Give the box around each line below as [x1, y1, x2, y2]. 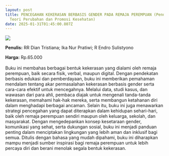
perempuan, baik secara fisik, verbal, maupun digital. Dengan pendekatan [5, 70, 158, 76]
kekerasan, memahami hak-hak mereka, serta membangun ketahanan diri [5, 97, 157, 103]
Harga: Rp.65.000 [5, 54, 43, 60]
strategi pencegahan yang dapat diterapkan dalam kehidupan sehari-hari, [5, 108, 158, 114]
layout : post [5, 7, 33, 13]
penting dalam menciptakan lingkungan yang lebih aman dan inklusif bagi [5, 129, 157, 135]
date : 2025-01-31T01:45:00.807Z [5, 21, 73, 27]
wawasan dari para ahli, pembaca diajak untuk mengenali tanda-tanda [5, 92, 151, 98]
